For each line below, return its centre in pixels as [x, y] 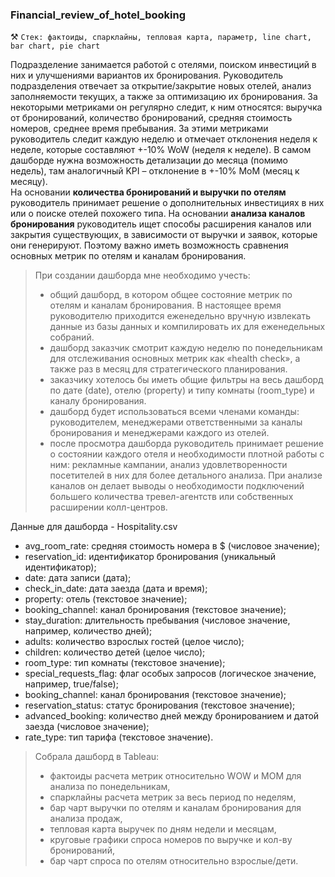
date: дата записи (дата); [78, 578]
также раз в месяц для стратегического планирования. [168, 369]
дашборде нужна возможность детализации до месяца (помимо [149, 160]
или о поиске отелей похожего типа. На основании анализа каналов [158, 214]
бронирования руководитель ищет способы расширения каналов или [161, 224]
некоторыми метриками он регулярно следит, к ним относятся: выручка [166, 107]
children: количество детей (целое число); [115, 652]
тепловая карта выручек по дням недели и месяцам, [163, 829]
